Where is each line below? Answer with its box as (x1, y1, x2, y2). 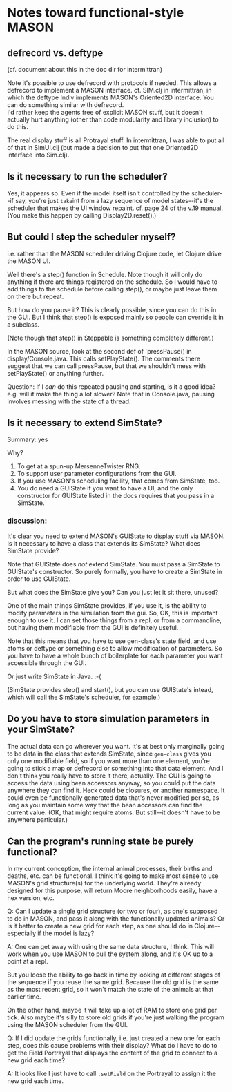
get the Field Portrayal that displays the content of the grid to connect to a (7, 1048, 217, 1057)
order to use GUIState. (7, 575, 71, 583)
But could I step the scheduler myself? (7, 231, 176, 243)
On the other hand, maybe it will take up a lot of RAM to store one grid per (7, 1006, 217, 1015)
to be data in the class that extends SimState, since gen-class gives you (7, 749, 212, 758)
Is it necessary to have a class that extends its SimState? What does (7, 539, 201, 547)
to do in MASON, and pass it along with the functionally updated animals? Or (7, 914, 225, 923)
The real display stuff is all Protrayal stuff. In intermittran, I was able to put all (7, 136, 225, 144)
